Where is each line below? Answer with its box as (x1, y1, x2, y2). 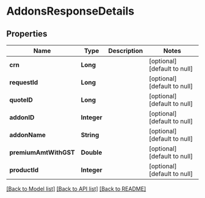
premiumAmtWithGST (9, 148, 75, 157)
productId (9, 166, 38, 174)
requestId (9, 78, 38, 87)
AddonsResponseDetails (6, 4, 135, 18)
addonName (9, 131, 46, 139)
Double (81, 148, 103, 157)
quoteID (9, 96, 34, 104)
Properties (6, 29, 48, 39)
